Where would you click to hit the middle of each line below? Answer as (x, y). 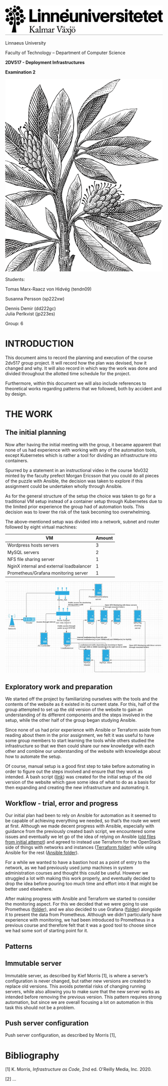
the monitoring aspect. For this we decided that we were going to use (77, 904)
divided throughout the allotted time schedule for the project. (68, 373)
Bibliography (32, 1055)
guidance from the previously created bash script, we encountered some (80, 832)
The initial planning (36, 433)
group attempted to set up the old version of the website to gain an (74, 710)
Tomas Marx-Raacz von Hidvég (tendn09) (48, 289)
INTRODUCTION (39, 343)
